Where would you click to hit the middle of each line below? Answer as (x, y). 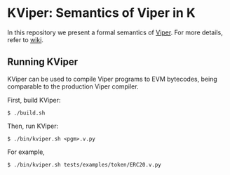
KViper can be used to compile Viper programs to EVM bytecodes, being (112, 79)
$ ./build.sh (26, 113)
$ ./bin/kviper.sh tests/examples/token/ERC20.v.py (84, 164)
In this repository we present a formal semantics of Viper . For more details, (115, 32)
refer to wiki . (26, 39)
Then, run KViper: (33, 126)
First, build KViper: (34, 100)
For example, (26, 152)
